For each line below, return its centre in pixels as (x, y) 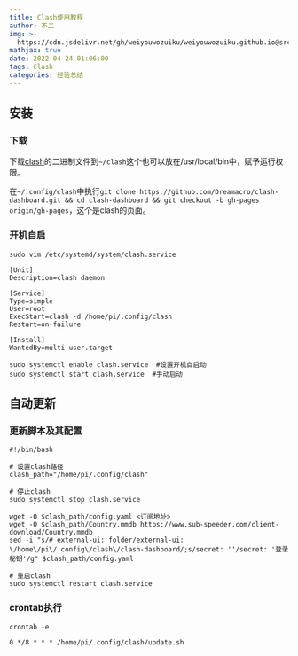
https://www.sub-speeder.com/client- (210, 525)
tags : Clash (31, 67)
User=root (27, 308)
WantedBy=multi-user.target (61, 348)
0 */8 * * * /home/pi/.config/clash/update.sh (97, 642)
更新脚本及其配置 (46, 431)
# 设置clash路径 (36, 467)
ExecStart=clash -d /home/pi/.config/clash (91, 316)
